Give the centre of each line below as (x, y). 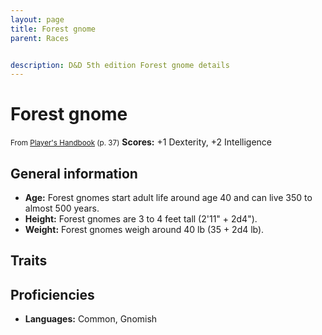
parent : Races (40, 38)
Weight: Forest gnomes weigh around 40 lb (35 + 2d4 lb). (144, 229)
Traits (29, 261)
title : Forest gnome (53, 29)
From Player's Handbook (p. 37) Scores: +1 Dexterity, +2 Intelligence (141, 142)
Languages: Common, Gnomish (91, 319)
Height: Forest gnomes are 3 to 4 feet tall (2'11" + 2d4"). (141, 219)
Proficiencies (52, 294)
